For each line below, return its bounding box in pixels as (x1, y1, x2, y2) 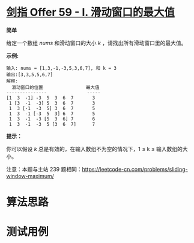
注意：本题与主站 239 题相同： (6, 165, 82, 173)
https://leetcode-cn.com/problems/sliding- (82, 165, 188, 173)
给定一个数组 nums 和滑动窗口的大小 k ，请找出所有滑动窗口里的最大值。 (6, 39, 187, 46)
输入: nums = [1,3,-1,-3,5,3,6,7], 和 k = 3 (6, 65, 117, 71)
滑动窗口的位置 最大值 (11, 84, 100, 90)
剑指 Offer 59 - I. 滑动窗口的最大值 (6, 5, 175, 19)
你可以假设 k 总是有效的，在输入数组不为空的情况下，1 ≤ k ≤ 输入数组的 (6, 145, 183, 152)
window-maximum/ (6, 172, 54, 179)
